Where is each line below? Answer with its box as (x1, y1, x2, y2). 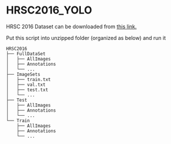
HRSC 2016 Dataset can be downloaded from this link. (6, 23, 137, 30)
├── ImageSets (6, 71, 41, 77)
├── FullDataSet (6, 51, 46, 56)
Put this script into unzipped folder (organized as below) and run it (6, 34, 166, 41)
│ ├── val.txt (6, 82, 46, 88)
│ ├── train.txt (6, 76, 51, 82)
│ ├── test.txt (6, 86, 49, 93)
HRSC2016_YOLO (6, 4, 93, 17)
